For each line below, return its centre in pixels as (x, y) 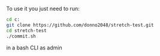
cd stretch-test (26, 30)
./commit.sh (21, 36)
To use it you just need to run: (43, 9)
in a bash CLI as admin (34, 48)
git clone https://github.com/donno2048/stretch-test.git (80, 25)
